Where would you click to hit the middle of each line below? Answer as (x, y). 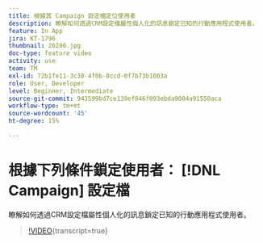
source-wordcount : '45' (48, 114)
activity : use (32, 61)
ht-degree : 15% (34, 121)
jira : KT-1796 (32, 38)
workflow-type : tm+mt (45, 106)
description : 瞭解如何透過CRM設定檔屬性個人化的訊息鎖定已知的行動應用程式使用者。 (134, 23)
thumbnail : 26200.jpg (45, 46)
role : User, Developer (46, 83)
